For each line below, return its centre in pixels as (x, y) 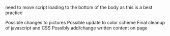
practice (14, 13)
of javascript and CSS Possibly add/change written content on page (76, 28)
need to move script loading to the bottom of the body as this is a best (79, 7)
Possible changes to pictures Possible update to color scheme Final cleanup (85, 23)
